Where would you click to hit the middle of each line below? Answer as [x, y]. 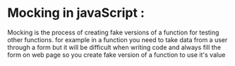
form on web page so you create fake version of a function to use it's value [116, 55]
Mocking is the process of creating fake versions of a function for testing [113, 32]
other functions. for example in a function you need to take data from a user [117, 39]
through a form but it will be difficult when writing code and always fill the [114, 47]
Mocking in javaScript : [76, 13]
